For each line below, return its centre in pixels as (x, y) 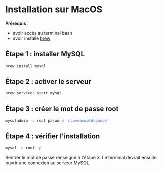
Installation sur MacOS (54, 9)
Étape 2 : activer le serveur (48, 82)
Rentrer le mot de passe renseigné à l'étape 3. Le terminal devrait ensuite (81, 157)
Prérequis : (17, 23)
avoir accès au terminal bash (42, 33)
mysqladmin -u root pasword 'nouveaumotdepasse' (57, 121)
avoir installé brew (31, 38)
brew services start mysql (33, 93)
